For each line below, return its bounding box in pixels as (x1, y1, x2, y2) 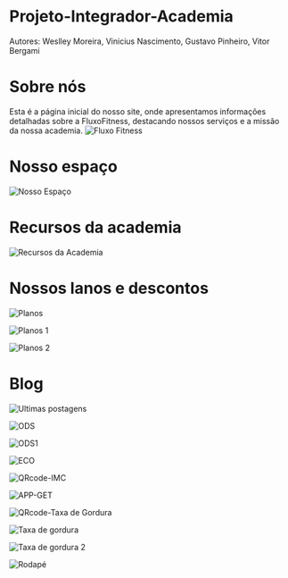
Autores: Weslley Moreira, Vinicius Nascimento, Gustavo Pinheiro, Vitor (9, 36, 270, 46)
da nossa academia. (9, 125, 83, 136)
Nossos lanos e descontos (9, 278, 210, 298)
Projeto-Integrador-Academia (9, 6, 234, 27)
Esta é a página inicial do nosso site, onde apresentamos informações (9, 105, 267, 117)
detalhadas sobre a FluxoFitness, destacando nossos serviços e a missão (9, 115, 280, 126)
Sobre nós (9, 77, 86, 97)
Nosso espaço (9, 156, 118, 177)
